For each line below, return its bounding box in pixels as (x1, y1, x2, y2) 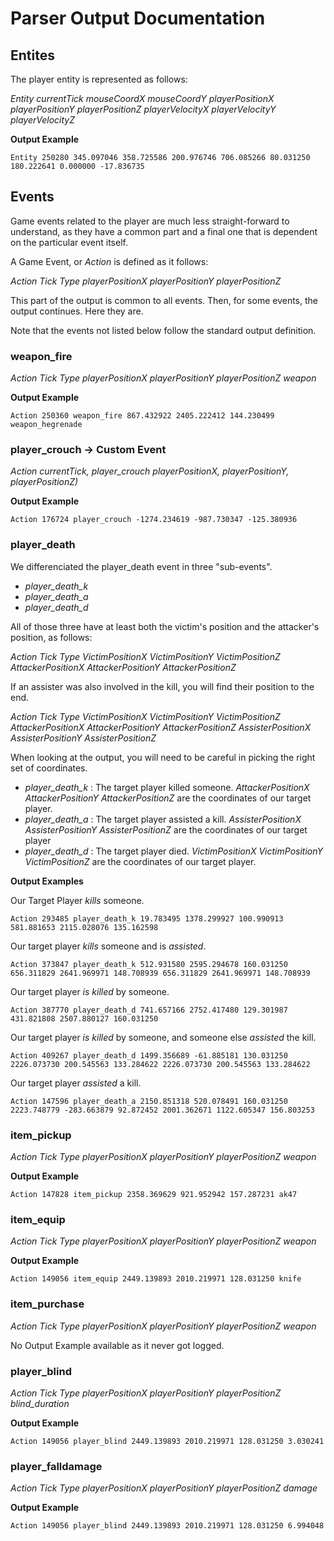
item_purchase (10, 1297, 85, 1311)
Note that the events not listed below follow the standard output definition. (10, 324, 317, 336)
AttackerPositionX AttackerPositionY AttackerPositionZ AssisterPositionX (10, 721, 312, 733)
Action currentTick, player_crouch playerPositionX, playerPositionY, (10, 465, 290, 477)
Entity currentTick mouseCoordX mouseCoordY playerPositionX (10, 93, 275, 104)
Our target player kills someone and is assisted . (10, 940, 207, 952)
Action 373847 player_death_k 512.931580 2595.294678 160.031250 (10, 959, 288, 969)
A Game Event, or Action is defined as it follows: (10, 255, 209, 267)
